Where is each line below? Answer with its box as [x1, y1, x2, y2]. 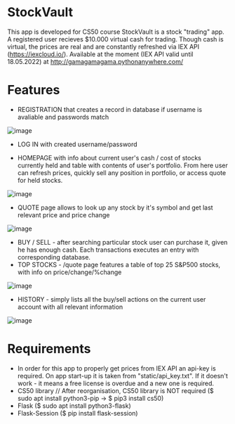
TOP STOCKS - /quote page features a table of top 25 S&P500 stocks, [17, 260, 221, 269]
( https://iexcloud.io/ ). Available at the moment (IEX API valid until [7, 50, 194, 58]
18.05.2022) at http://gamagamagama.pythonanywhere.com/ [7, 57, 184, 65]
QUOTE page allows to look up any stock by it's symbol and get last [17, 203, 213, 212]
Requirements [7, 341, 91, 357]
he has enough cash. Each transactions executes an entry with [17, 245, 199, 254]
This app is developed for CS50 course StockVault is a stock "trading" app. [7, 27, 224, 36]
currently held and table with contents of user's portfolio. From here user [17, 161, 228, 169]
